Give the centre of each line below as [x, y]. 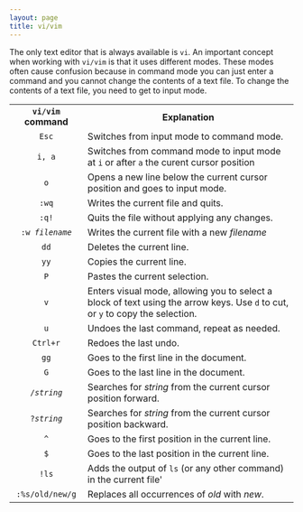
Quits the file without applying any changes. [180, 218]
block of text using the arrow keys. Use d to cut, [188, 302]
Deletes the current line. [138, 247]
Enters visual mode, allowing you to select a [180, 291]
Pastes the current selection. [148, 276]
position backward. [128, 424]
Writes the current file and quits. [155, 202]
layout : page [34, 18]
